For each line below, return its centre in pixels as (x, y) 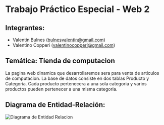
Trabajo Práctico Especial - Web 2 (77, 9)
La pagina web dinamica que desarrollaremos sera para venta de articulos (82, 73)
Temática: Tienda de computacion (60, 61)
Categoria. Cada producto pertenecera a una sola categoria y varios (76, 83)
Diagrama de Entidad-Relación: (55, 105)
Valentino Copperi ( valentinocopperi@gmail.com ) (64, 45)
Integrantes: (25, 28)
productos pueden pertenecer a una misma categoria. (61, 89)
